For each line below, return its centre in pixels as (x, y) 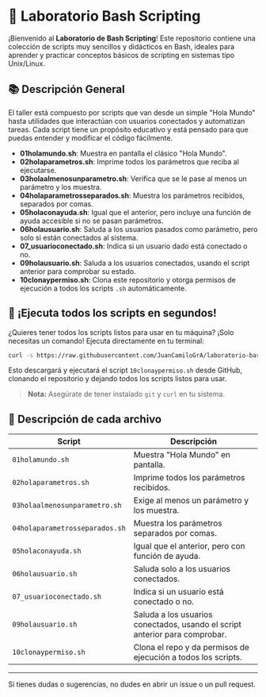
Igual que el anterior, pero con (189, 546)
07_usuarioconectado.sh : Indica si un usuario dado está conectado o (133, 246)
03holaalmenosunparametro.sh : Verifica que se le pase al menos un (133, 179)
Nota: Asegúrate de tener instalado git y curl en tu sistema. (126, 394)
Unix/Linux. (27, 64)
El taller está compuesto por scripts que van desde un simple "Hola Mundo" (132, 112)
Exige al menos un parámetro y (191, 501)
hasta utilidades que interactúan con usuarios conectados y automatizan (127, 121)
